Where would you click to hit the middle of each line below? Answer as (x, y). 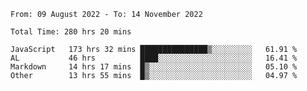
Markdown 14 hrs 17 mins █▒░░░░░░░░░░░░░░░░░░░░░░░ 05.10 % (154, 67)
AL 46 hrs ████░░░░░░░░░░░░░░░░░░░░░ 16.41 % (154, 58)
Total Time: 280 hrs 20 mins (71, 32)
